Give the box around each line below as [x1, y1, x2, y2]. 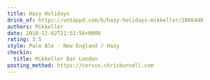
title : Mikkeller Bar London [13, 56, 98, 63]
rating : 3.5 [7, 36, 42, 43]
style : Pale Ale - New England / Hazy [7, 42, 120, 49]
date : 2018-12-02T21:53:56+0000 [7, 29, 101, 37]
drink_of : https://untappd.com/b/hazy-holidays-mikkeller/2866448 [7, 17, 204, 24]
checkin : [7, 49, 33, 56]
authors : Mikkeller [7, 23, 64, 30]
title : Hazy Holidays [7, 10, 70, 17]
